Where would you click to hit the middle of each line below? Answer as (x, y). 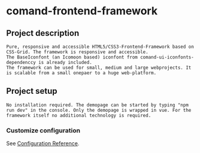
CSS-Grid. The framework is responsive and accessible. (77, 52)
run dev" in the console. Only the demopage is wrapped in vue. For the (99, 110)
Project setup (32, 91)
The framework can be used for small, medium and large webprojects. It (99, 68)
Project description (43, 33)
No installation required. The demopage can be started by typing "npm (97, 105)
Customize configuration (43, 130)
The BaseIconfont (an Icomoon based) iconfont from (72, 57)
